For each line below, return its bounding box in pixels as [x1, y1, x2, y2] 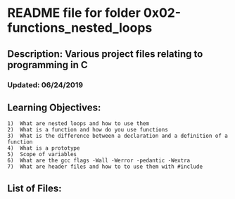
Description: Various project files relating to [7, 48, 203, 60]
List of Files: [7, 182, 62, 194]
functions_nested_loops [7, 20, 153, 36]
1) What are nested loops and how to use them [7, 120, 150, 127]
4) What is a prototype [7, 145, 80, 152]
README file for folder [7, 5, 141, 21]
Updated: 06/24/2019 [7, 79, 83, 89]
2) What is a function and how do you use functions [7, 127, 169, 134]
